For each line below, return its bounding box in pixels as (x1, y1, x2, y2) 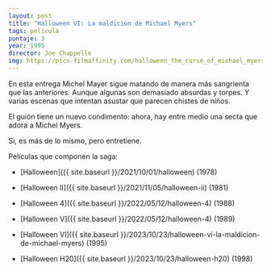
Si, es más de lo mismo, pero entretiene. (8, 135, 143, 145)
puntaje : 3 (8, 34, 45, 43)
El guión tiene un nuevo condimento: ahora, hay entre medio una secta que (8, 111, 258, 121)
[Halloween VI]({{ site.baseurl (19, 229, 119, 239)
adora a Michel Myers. (8, 120, 83, 130)
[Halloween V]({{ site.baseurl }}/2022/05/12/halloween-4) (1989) (19, 214, 236, 223)
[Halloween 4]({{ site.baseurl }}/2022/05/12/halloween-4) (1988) (19, 198, 236, 208)
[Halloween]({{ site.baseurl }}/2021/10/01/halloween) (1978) (19, 167, 218, 177)
